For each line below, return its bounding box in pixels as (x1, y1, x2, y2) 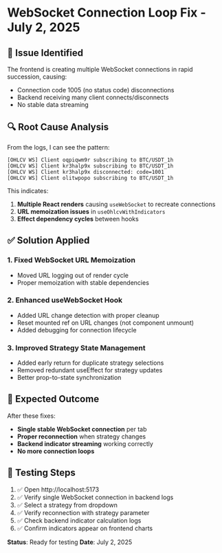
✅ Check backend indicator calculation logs (16, 516, 142, 525)
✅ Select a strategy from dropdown (16, 501, 118, 509)
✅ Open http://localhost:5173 (16, 485, 100, 494)
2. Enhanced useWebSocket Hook (7, 295, 123, 305)
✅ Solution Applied (7, 234, 90, 246)
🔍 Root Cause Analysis (7, 121, 109, 133)
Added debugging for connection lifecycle (16, 325, 137, 334)
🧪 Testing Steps (7, 467, 76, 479)
